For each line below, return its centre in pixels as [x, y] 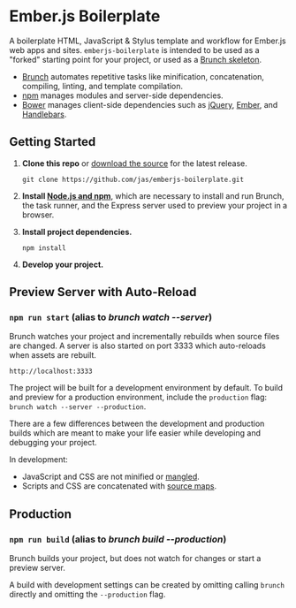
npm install [44, 248]
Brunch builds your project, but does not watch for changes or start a [135, 559]
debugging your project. [53, 443]
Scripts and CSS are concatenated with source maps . [119, 486]
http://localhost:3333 [51, 372]
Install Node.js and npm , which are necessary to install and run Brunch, [153, 195]
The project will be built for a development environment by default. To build [146, 388]
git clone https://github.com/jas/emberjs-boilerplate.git [133, 179]
